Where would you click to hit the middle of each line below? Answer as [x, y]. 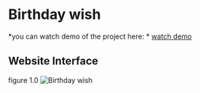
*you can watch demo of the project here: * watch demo [100, 36]
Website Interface [53, 61]
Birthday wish [55, 15]
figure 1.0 [23, 80]
